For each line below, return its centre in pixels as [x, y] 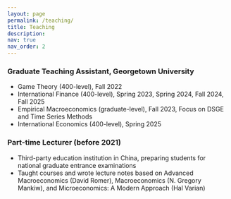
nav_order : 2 [26, 47]
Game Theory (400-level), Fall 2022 [70, 87]
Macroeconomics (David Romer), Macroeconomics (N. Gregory [110, 180]
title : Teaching [31, 27]
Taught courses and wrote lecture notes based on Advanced [105, 173]
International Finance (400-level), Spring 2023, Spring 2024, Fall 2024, [120, 94]
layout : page [26, 14]
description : [26, 34]
